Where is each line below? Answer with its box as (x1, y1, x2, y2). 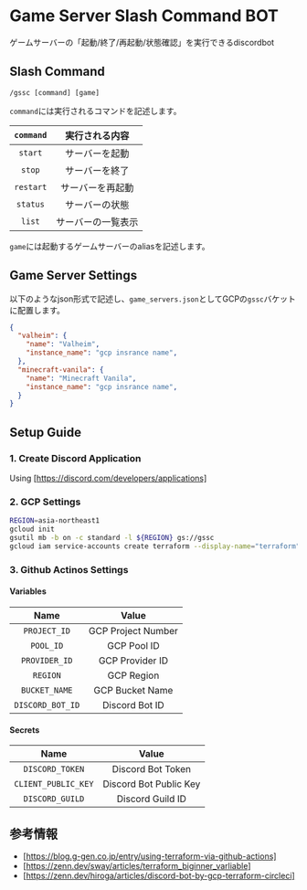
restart (14, 182, 48, 192)
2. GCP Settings (9, 495, 81, 508)
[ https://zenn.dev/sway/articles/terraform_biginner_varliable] (22, 860, 251, 871)
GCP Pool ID (106, 639, 160, 652)
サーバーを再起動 (60, 181, 134, 194)
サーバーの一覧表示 (56, 216, 139, 228)
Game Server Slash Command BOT (9, 5, 279, 26)
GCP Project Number (88, 624, 178, 637)
